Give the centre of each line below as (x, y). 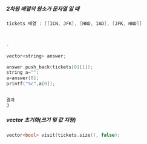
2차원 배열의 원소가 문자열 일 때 (43, 8)
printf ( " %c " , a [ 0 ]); (31, 84)
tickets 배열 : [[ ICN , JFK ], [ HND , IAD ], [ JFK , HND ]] (74, 24)
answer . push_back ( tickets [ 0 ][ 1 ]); (50, 67)
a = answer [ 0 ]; (23, 78)
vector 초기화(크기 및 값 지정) (41, 120)
